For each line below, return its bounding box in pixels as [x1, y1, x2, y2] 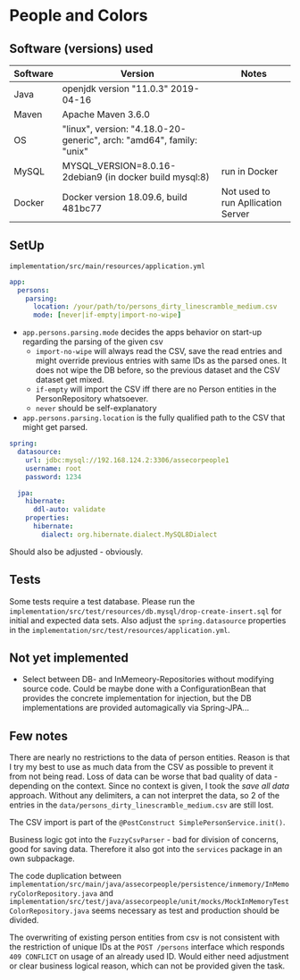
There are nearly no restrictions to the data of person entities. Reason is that [9, 752, 290, 763]
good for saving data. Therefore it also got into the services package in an [9, 844, 283, 855]
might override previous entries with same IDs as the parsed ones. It [35, 355, 287, 367]
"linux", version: [62, 122, 129, 135]
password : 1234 [25, 472, 82, 481]
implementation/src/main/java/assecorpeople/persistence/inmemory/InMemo [9, 880, 290, 890]
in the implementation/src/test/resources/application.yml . [9, 624, 230, 635]
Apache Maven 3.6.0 [62, 108, 150, 121]
